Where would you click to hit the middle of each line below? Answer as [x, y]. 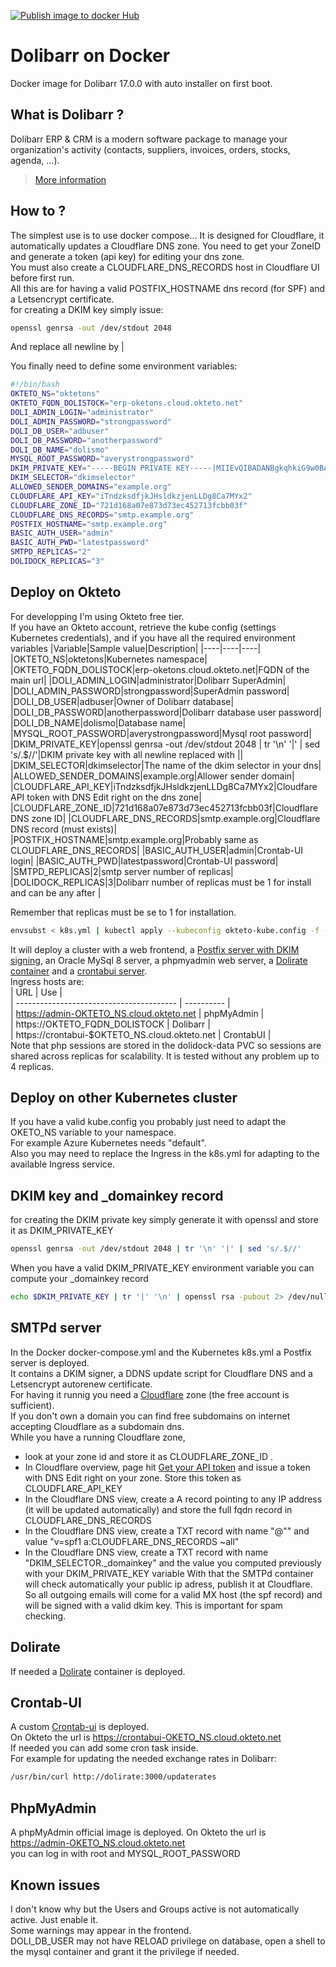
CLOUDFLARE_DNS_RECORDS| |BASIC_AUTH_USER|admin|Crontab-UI [157, 850]
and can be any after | [56, 892]
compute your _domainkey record [79, 1279]
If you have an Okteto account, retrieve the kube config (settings [143, 627]
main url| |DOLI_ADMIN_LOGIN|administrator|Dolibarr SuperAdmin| [148, 680]
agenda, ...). [35, 160]
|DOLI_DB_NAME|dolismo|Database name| [98, 722]
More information [70, 179]
